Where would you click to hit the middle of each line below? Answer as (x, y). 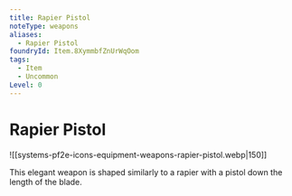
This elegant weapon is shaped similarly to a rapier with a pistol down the (146, 172)
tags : (19, 60)
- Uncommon (38, 77)
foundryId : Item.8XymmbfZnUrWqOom (75, 51)
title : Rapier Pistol (50, 18)
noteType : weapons (44, 26)
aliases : (26, 34)
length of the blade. (46, 182)
